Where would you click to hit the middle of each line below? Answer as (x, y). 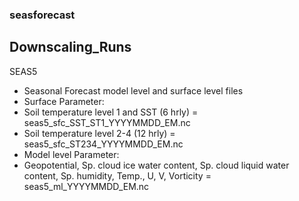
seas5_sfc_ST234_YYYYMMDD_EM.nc (103, 144)
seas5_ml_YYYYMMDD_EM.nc (86, 186)
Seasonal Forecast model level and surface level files (133, 90)
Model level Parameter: (71, 154)
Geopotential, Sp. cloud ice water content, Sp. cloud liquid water (156, 165)
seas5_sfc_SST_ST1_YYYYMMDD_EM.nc (107, 122)
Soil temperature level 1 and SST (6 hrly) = (111, 112)
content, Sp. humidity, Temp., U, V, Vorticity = (117, 175)
